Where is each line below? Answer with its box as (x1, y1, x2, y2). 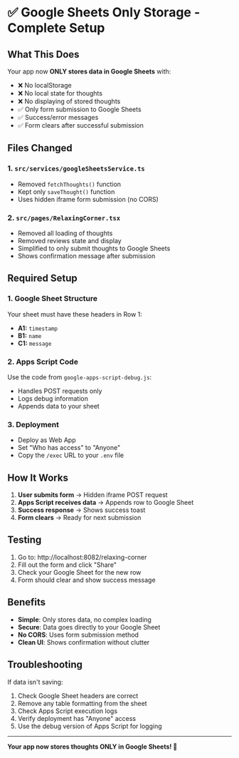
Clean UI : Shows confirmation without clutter (17, 637, 150, 646)
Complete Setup (7, 20, 105, 36)
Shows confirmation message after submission (17, 251, 156, 260)
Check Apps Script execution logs (17, 707, 118, 715)
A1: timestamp (17, 324, 58, 332)
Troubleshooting (7, 659, 83, 671)
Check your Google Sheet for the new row (17, 568, 142, 576)
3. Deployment (7, 419, 59, 429)
